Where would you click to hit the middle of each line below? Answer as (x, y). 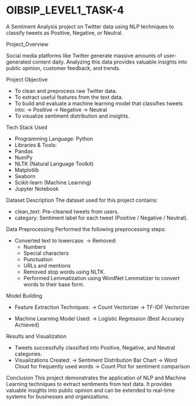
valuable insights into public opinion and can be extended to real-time (90, 390)
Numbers (35, 247)
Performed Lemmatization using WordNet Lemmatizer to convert (102, 278)
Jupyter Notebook (36, 188)
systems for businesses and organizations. (58, 396)
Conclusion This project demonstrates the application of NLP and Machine (96, 378)
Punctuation (38, 259)
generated (18, 62)
